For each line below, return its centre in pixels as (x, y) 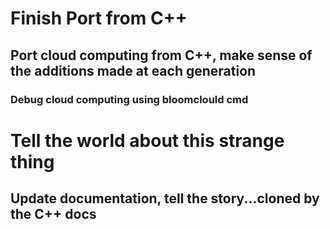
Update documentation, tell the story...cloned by (165, 198)
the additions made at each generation (133, 70)
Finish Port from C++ (99, 18)
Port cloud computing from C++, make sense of (161, 55)
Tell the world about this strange (147, 140)
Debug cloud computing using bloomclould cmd (129, 99)
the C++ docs (53, 214)
